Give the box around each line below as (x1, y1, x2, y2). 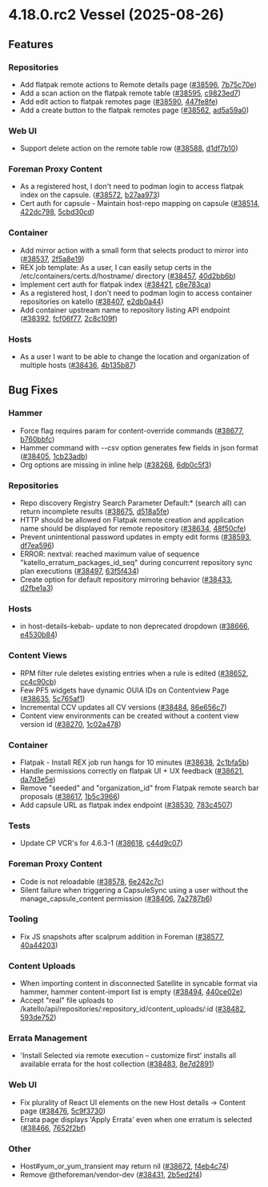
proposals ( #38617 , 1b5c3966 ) (19, 791, 120, 801)
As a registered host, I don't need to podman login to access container (19, 288, 253, 297)
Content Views (8, 650, 68, 661)
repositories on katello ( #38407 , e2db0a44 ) (19, 297, 164, 306)
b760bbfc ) (19, 434, 55, 444)
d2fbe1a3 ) (19, 583, 54, 593)
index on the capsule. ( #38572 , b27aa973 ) (19, 190, 160, 200)
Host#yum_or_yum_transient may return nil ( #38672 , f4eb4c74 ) (19, 1161, 230, 1171)
